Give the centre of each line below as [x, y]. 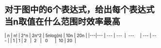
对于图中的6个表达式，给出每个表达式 [80, 10]
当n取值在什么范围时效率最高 [63, 22]
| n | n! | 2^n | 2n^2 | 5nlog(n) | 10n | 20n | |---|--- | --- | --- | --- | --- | [78, 35]
